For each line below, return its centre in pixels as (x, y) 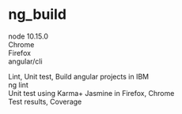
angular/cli (25, 61)
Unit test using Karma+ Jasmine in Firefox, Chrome (91, 93)
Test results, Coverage (45, 101)
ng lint (19, 85)
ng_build (38, 15)
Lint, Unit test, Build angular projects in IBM (78, 76)
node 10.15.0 (28, 36)
